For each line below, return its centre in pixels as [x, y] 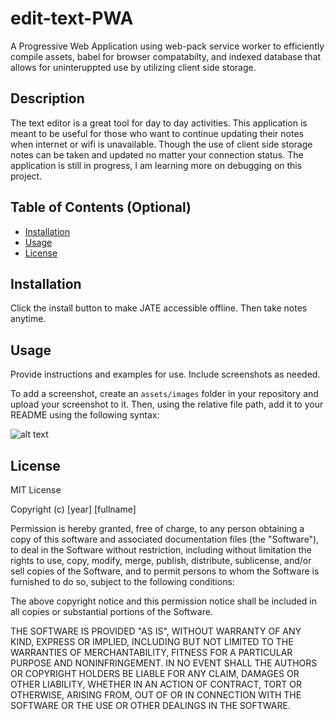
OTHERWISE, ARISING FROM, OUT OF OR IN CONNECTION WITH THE [156, 695]
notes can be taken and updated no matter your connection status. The [157, 154]
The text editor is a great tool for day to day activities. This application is [159, 123]
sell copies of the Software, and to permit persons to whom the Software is [165, 571]
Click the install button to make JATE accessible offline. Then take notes [159, 308]
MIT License [36, 490]
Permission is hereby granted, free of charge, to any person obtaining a [157, 528]
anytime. [28, 319]
